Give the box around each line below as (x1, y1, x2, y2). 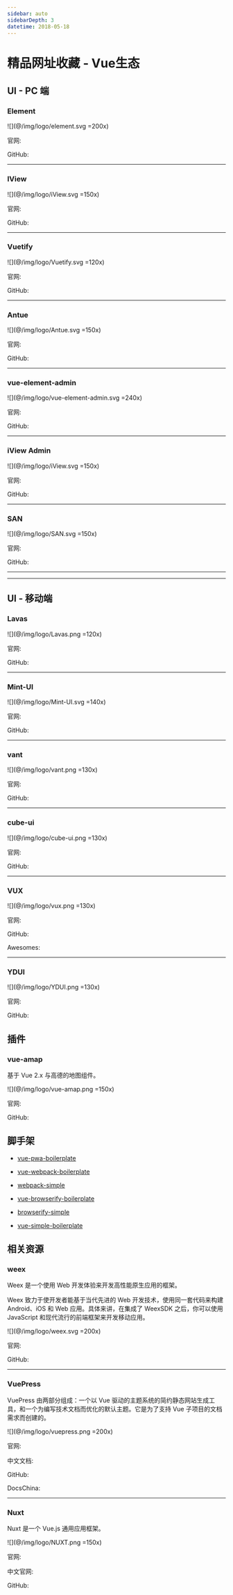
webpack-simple (17, 1181, 65, 1189)
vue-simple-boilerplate (17, 1221, 83, 1229)
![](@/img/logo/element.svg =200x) (7, 122, 109, 131)
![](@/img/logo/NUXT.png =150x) (7, 1538, 102, 1546)
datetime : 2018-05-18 (7, 23, 70, 30)
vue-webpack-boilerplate (17, 1167, 90, 1176)
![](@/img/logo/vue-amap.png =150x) (7, 1085, 114, 1093)
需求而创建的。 (7, 1413, 50, 1422)
